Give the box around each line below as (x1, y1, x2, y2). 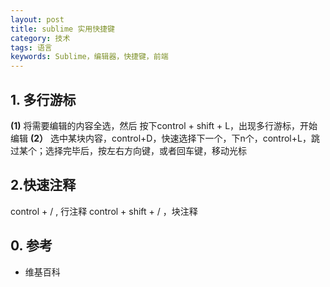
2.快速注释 (10, 177, 77, 194)
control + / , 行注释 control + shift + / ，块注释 (10, 205, 198, 217)
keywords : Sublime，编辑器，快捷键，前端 (10, 52, 169, 62)
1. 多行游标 (10, 91, 77, 108)
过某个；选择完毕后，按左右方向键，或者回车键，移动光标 (10, 144, 247, 156)
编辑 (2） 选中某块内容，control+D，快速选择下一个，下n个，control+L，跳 (10, 132, 320, 144)
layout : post (10, 14, 65, 25)
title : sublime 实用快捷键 (10, 24, 115, 34)
